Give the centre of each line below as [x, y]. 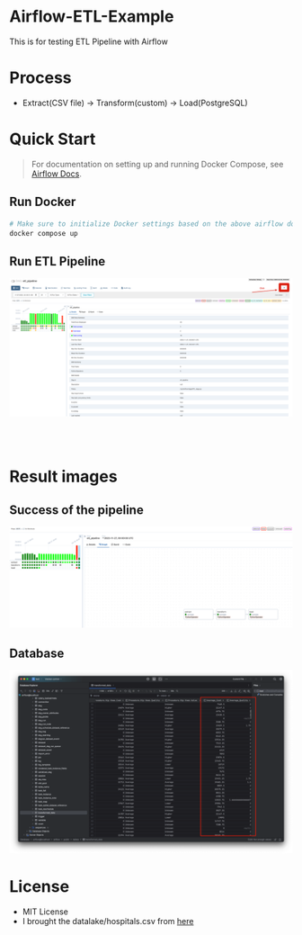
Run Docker [43, 202]
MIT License [45, 912]
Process [40, 78]
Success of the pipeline [76, 510]
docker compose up [44, 233]
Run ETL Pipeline [58, 261]
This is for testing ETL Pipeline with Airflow [89, 41]
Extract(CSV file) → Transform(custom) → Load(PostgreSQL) [135, 103]
